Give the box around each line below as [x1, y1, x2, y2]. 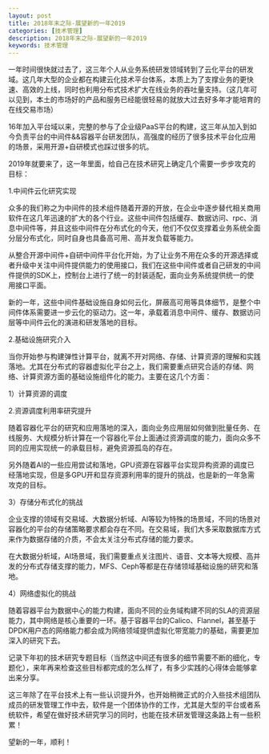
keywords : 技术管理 [8, 42, 69, 50]
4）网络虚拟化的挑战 [8, 589, 77, 598]
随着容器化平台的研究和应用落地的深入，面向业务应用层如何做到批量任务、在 [8, 423, 261, 433]
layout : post [8, 11, 52, 20]
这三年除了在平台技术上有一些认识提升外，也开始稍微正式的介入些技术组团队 [8, 690, 261, 699]
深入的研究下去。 [8, 636, 65, 646]
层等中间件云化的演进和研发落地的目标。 [8, 318, 142, 328]
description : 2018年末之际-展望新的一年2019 [8, 34, 147, 43]
